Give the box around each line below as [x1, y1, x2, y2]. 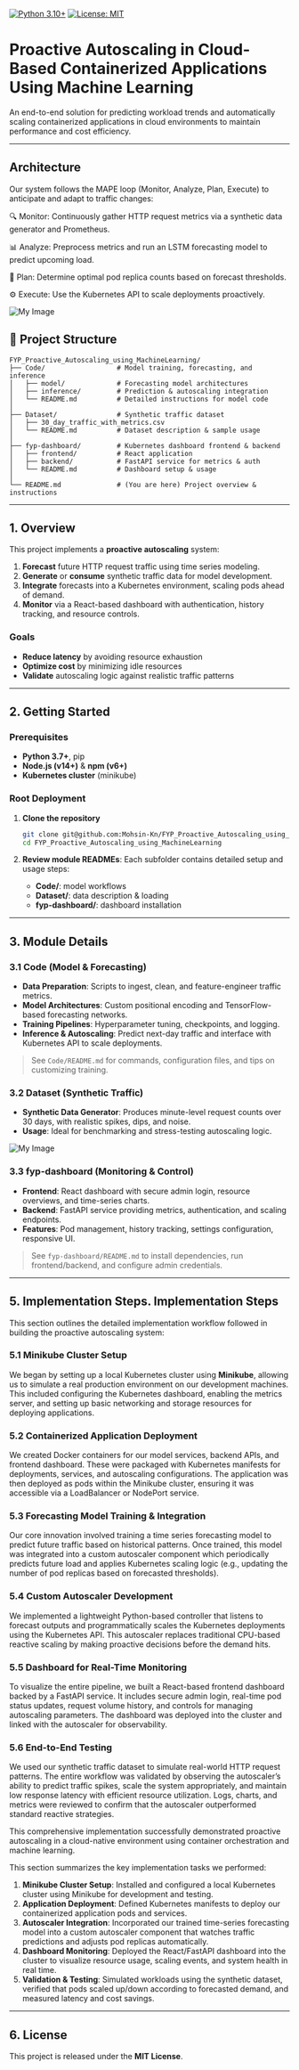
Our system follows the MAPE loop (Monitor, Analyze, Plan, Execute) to [9, 183, 270, 194]
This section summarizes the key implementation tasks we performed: [9, 1862, 267, 1873]
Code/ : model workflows [35, 881, 127, 892]
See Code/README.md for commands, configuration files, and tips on [30, 1055, 276, 1066]
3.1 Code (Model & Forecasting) [9, 960, 147, 973]
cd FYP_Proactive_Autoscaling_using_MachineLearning [21, 838, 222, 847]
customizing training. [30, 1064, 109, 1075]
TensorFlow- [224, 1000, 272, 1011]
